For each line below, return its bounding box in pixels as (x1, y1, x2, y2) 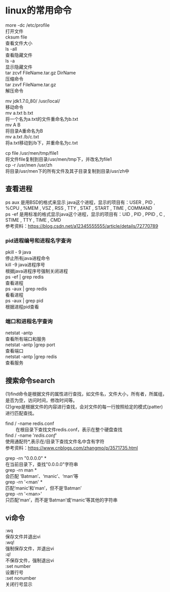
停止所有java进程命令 (5, 255, 50, 261)
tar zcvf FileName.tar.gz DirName (5, 69, 76, 76)
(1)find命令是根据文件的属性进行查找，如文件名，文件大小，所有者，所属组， (5, 391, 167, 397)
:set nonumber (5, 575, 36, 581)
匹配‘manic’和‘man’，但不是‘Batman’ (5, 485, 82, 491)
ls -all (5, 46, 17, 52)
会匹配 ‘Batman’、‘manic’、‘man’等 (5, 473, 79, 479)
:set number (5, 563, 31, 569)
